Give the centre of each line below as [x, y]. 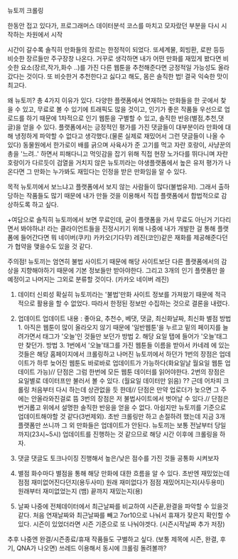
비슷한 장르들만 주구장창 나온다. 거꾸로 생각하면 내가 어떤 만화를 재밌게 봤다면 [114, 58]
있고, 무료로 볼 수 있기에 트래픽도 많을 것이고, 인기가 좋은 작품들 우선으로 [123, 109]
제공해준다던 [211, 237]
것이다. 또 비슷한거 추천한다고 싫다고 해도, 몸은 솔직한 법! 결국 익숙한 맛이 [127, 76]
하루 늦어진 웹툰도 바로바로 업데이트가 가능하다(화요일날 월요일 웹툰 [130, 363]
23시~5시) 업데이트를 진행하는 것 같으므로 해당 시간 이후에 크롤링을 [125, 434]
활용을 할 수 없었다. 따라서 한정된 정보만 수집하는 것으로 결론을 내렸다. [133, 303]
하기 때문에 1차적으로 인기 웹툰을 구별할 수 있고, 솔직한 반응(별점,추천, [122, 118]
